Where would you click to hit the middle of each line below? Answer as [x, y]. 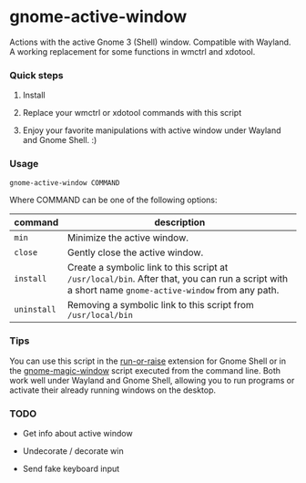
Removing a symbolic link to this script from [161, 304]
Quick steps [36, 75]
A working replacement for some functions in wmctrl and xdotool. [133, 51]
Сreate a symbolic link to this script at [148, 267]
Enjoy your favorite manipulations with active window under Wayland [152, 130]
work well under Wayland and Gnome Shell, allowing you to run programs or [152, 380]
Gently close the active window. [135, 252]
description [180, 222]
